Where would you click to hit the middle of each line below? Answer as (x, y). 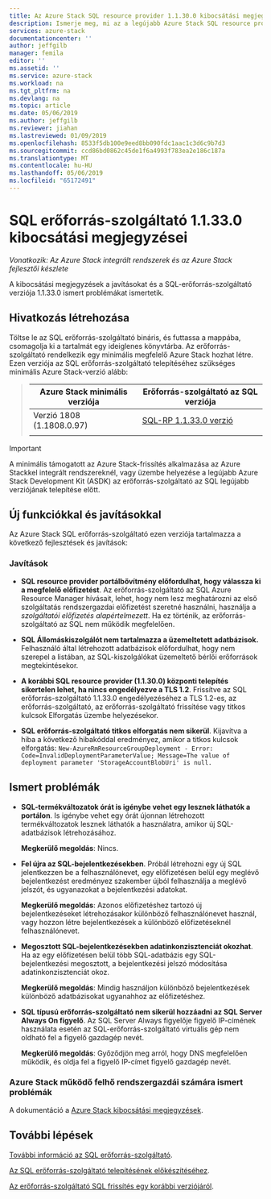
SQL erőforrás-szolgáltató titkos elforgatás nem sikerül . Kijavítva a (134, 731)
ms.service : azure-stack (51, 76)
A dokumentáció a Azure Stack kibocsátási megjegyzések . (106, 1110)
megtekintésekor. (49, 665)
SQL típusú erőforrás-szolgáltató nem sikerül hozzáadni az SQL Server (142, 1011)
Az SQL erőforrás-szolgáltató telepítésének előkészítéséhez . (109, 1170)
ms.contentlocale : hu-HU (51, 166)
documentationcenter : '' (51, 38)
